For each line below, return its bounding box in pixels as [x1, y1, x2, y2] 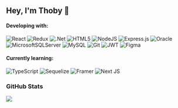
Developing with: [6, 22, 49, 29]
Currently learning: [6, 55, 54, 62]
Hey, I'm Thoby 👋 [6, 6, 70, 16]
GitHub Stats [6, 82, 43, 90]
